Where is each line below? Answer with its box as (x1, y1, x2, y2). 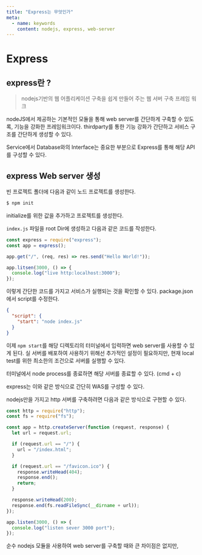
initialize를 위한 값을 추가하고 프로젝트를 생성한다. (6, 212, 124, 219)
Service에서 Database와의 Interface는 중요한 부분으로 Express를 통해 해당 (6, 143, 185, 151)
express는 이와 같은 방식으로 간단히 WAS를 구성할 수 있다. (6, 382, 144, 390)
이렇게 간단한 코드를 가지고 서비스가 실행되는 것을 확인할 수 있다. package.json (6, 288, 194, 295)
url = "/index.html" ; (17, 446, 72, 453)
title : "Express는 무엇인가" (6, 9, 74, 15)
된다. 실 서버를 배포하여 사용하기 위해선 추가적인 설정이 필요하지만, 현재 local (12, 349, 194, 356)
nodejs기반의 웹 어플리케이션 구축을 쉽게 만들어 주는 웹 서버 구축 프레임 (21, 95, 190, 102)
